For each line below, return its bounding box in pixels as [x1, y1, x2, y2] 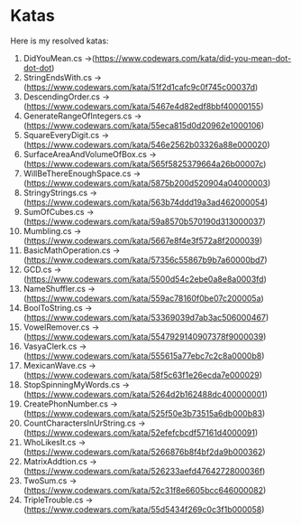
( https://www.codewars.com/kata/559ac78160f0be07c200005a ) [23, 293, 264, 304]
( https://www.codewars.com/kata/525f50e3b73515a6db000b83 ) [23, 407, 266, 418]
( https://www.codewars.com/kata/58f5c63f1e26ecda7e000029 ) [23, 370, 263, 380]
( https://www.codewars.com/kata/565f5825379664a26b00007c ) [23, 158, 267, 169]
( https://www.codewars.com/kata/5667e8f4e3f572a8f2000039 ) [23, 235, 263, 246]
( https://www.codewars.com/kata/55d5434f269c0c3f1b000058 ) [23, 503, 265, 515]
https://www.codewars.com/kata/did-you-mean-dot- [94, 52, 292, 63]
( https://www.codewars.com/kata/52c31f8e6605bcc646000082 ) [23, 484, 267, 495]
